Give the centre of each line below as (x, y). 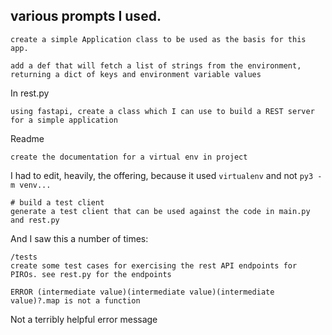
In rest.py (30, 93)
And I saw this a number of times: (79, 238)
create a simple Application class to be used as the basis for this (158, 39)
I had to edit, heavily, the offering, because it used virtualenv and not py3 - (166, 175)
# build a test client (57, 202)
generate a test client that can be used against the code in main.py (160, 211)
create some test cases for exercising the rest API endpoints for (154, 265)
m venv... (31, 185)
